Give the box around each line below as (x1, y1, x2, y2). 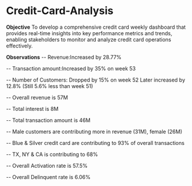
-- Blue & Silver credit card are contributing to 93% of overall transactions (6, 139, 185, 146)
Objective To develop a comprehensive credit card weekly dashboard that (6, 23, 186, 31)
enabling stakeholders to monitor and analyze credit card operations (6, 36, 171, 43)
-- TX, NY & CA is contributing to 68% (6, 151, 99, 158)
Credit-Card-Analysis (6, 4, 114, 18)
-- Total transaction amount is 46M (6, 116, 91, 124)
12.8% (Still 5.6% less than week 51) (6, 82, 93, 89)
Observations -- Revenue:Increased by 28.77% (6, 53, 122, 60)
